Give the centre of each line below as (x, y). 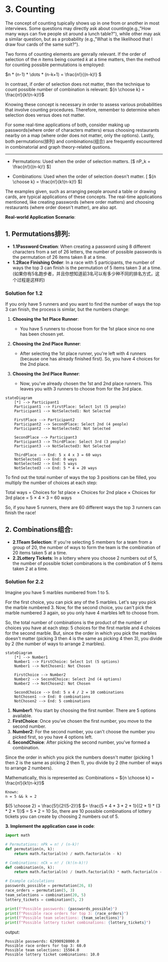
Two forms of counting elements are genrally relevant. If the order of (76, 54)
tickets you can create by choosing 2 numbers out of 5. (62, 816)
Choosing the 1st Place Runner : (45, 319)
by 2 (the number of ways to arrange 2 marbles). (55, 644)
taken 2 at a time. (30, 569)
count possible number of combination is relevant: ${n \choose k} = (75, 89)
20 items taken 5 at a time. (40, 553)
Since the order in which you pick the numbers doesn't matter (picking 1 (79, 757)
